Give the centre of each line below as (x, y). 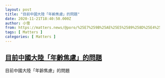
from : (11, 28)
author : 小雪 (18, 23)
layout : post (18, 10)
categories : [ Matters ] (30, 37)
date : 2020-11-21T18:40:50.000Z (38, 19)
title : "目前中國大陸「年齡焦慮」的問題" (42, 14)
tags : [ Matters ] (24, 32)
